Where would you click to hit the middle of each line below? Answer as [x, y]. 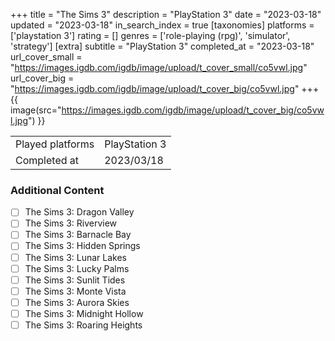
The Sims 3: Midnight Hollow [84, 313]
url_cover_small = [46, 57]
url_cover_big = [42, 78]
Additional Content [57, 190]
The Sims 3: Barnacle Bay [78, 235]
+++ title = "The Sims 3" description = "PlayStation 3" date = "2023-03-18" [166, 14]
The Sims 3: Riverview [71, 223]
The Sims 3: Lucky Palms [77, 268]
